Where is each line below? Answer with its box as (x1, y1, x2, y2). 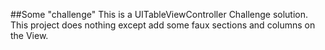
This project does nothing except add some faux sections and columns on (10, 19, 316, 31)
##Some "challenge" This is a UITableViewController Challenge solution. (10, 9, 309, 20)
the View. (10, 30, 49, 41)
